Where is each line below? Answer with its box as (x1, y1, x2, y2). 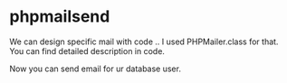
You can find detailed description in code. (9, 45, 166, 56)
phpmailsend (9, 6, 110, 27)
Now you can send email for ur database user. (9, 63, 181, 74)
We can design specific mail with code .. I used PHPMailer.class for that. (9, 36, 279, 47)
